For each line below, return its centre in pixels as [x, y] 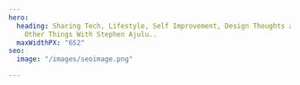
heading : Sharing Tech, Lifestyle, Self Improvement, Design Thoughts [151, 26]
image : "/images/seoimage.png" [75, 59]
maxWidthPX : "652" [51, 42]
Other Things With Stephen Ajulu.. [91, 34]
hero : [18, 17]
